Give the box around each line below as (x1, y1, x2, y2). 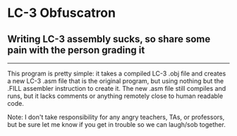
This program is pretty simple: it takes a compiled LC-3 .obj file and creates (7, 69, 226, 78)
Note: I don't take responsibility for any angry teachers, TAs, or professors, (7, 113, 225, 121)
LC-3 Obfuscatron (7, 5, 116, 21)
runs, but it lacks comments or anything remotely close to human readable (7, 92, 224, 100)
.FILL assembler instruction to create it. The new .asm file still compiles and (7, 85, 226, 92)
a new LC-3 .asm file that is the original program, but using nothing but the (7, 77, 224, 85)
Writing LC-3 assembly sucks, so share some (7, 33, 211, 45)
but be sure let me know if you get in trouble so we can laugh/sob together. (7, 120, 226, 128)
